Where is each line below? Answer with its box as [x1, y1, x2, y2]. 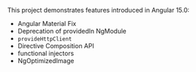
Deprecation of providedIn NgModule [17, 27, 127, 35]
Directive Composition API [17, 42, 94, 50]
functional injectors [17, 49, 74, 57]
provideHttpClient [17, 36, 72, 43]
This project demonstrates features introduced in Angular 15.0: [7, 6, 190, 14]
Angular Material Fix [17, 20, 76, 27]
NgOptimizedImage [17, 57, 74, 65]
